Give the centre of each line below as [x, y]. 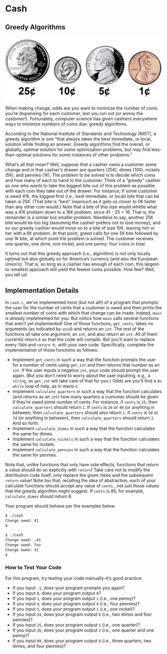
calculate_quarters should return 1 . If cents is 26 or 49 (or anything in [83, 407]
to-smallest [17, 269]
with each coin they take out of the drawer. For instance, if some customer [81, 191]
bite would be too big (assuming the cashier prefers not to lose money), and [83, 223]
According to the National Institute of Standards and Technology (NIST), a [81, 134]
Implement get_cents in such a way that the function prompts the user [84, 360]
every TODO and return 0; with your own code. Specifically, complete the [80, 345]
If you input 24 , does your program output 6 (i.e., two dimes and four [82, 614]
